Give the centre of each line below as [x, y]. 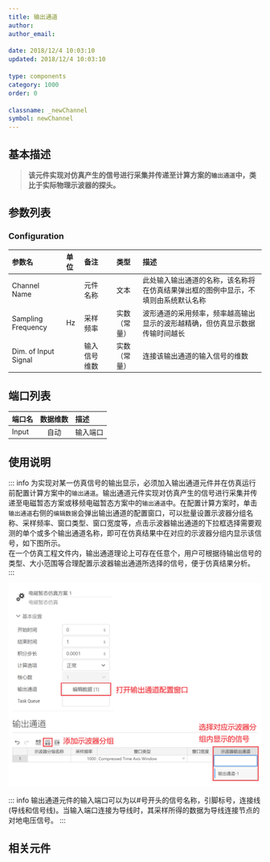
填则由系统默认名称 [174, 300]
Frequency [29, 327]
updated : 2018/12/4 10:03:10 [57, 59]
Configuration [36, 236]
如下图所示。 [43, 543]
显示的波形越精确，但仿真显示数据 [199, 323]
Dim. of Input [33, 351]
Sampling [27, 318]
